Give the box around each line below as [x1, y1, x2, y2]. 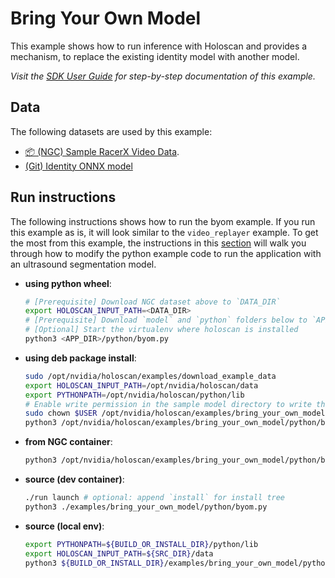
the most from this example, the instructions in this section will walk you [10, 237, 307, 249]
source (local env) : [24, 520, 105, 532]
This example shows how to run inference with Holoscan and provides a [10, 40, 308, 52]
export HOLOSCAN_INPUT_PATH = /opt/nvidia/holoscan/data [24, 380, 259, 391]
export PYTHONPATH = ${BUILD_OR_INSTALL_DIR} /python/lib [24, 539, 259, 549]
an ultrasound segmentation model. [10, 258, 157, 270]
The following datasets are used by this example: [10, 125, 213, 137]
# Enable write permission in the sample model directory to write [24, 399, 312, 409]
